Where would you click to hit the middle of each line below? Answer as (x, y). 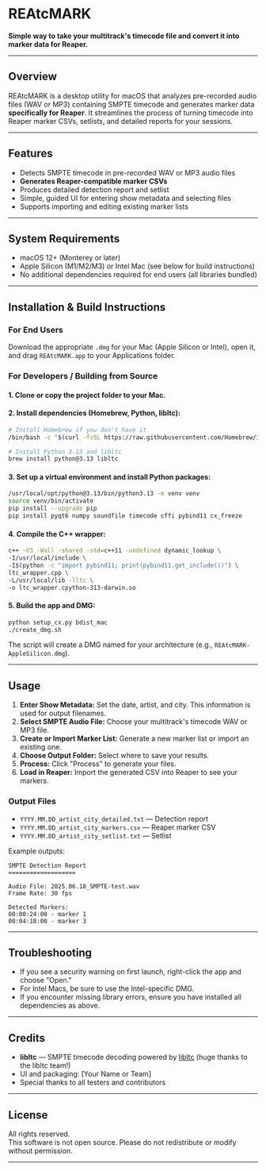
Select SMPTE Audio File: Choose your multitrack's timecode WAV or (133, 722)
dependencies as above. (60, 1006)
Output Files (32, 801)
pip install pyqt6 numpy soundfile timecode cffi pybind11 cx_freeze (125, 516)
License (28, 1115)
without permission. (40, 1150)
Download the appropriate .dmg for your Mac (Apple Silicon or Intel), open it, (132, 347)
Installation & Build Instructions (87, 307)
